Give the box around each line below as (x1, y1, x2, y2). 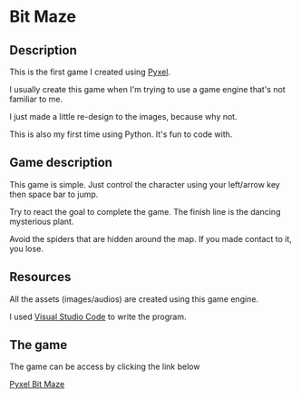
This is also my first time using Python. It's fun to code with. (9, 129, 233, 140)
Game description (9, 155, 113, 170)
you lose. (9, 243, 44, 254)
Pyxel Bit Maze (9, 379, 65, 390)
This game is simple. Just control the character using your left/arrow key (9, 179, 281, 189)
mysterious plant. (9, 216, 74, 227)
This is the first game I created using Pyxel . (9, 66, 170, 77)
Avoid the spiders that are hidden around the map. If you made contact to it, (9, 233, 292, 244)
